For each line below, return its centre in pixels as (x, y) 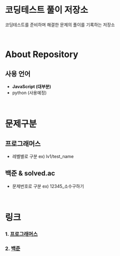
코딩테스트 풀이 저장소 (47, 10)
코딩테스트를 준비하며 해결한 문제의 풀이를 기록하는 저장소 (60, 25)
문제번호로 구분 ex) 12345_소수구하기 (48, 186)
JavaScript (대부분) (32, 86)
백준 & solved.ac (30, 174)
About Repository (42, 54)
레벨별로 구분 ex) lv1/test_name (43, 156)
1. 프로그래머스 (22, 234)
